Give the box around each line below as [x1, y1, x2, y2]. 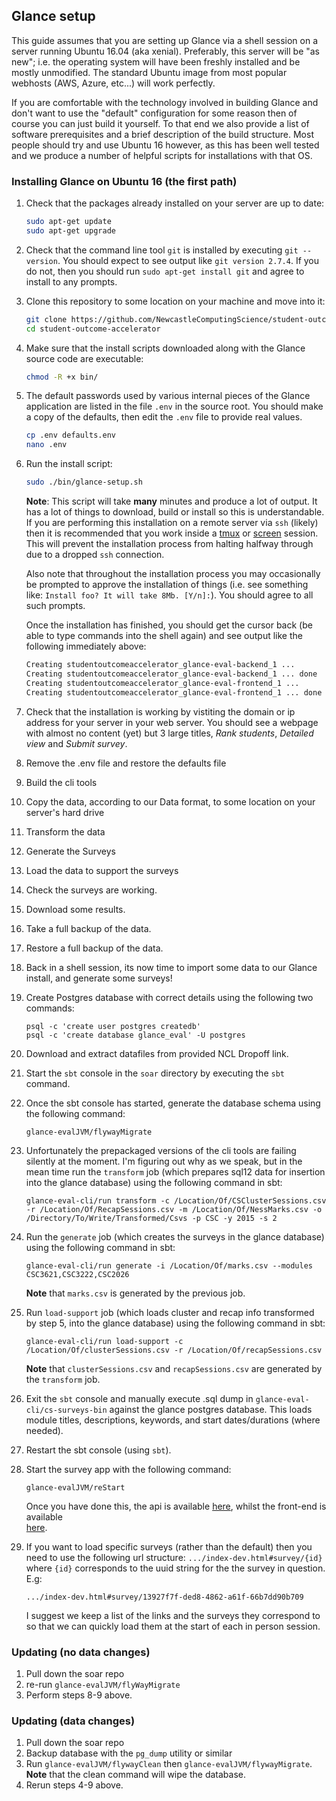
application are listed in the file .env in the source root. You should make [25, 400, 324, 413]
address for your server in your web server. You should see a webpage [25, 716, 319, 728]
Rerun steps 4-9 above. [25, 1779, 124, 1791]
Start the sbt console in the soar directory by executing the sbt [25, 1067, 285, 1079]
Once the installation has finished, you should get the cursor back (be [25, 619, 313, 631]
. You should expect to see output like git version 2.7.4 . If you [57, 254, 320, 266]
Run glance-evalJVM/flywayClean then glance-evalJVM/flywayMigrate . [25, 1758, 313, 1770]
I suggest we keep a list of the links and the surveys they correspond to [25, 1609, 321, 1621]
